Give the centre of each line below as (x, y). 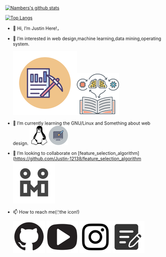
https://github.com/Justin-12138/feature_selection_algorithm (78, 159)
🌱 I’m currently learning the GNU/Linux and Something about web (81, 123)
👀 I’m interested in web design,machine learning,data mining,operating (87, 39)
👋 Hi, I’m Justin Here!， (37, 28)
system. (21, 44)
